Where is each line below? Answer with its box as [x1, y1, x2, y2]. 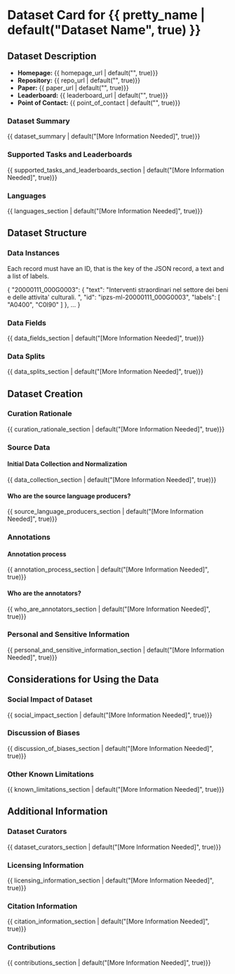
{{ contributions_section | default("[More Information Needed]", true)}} [7, 958, 212, 967]
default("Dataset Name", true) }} [7, 22, 201, 38]
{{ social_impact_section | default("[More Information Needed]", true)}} [7, 711, 213, 719]
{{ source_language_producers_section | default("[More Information [7, 507, 203, 516]
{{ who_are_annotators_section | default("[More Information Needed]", [7, 605, 210, 613]
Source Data [7, 442, 51, 452]
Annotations [7, 532, 51, 542]
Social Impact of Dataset [7, 695, 93, 704]
